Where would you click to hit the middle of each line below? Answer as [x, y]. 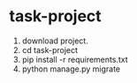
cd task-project [49, 49]
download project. [55, 41]
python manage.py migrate [71, 69]
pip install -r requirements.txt [75, 59]
